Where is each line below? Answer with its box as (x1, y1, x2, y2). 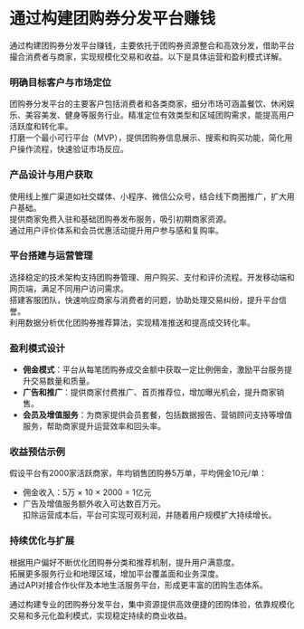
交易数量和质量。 (30, 376, 95, 386)
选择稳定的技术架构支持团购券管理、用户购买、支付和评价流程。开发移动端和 (9, 272, 295, 282)
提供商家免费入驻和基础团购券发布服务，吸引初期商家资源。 (9, 214, 232, 224)
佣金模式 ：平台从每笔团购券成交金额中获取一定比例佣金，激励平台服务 (22, 364, 285, 376)
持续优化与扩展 (9, 535, 75, 548)
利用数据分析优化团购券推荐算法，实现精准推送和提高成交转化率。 (9, 317, 255, 328)
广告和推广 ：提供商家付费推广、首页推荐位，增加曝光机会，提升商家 (22, 386, 277, 398)
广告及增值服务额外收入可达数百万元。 (22, 499, 166, 510)
